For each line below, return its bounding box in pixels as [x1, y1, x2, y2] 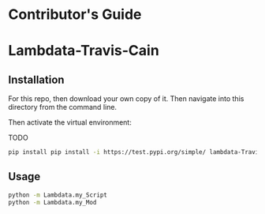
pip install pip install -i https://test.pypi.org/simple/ [8, 148, 207, 156]
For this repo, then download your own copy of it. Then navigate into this [8, 94, 244, 103]
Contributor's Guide [8, 6, 142, 24]
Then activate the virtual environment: [8, 118, 132, 127]
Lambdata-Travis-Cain [8, 42, 159, 60]
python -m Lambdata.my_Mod [8, 198, 97, 206]
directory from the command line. [8, 103, 117, 112]
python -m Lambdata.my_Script [8, 191, 108, 199]
